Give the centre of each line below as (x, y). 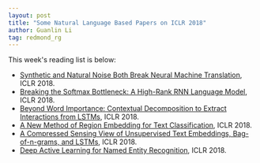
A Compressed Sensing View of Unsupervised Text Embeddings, (125, 134)
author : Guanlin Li (40, 30)
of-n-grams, (40, 142)
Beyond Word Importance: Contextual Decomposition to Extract (123, 109)
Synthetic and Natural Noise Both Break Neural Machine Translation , (131, 75)
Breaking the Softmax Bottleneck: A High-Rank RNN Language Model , (133, 92)
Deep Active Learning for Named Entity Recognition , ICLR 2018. (123, 150)
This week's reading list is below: (62, 60)
